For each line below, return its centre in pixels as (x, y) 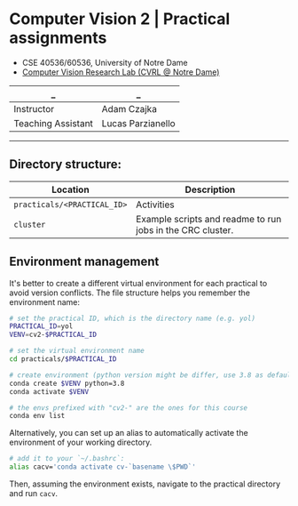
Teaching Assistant (53, 123)
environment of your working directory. (81, 442)
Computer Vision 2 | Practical (120, 19)
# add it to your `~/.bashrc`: (67, 459)
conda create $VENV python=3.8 (67, 383)
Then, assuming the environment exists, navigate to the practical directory (145, 484)
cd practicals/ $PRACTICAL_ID (63, 359)
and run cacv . (34, 494)
